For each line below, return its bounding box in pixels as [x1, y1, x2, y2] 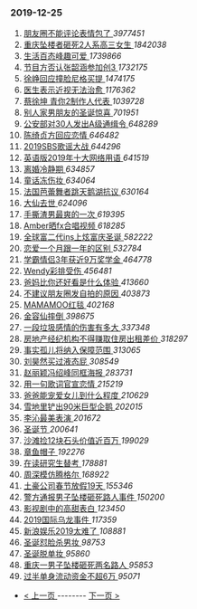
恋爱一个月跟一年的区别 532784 [23, 243, 143, 254]
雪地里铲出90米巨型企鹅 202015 [23, 401, 143, 413]
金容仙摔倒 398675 [23, 310, 95, 322]
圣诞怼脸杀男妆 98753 [23, 537, 106, 548]
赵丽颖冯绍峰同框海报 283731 [23, 367, 133, 378]
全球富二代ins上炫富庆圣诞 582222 [23, 232, 153, 243]
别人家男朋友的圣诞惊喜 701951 [23, 107, 139, 119]
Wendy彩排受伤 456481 [23, 265, 112, 277]
